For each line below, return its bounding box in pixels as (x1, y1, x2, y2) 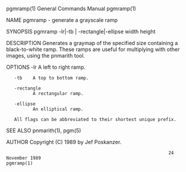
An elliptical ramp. (32, 106, 84, 112)
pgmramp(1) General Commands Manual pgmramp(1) (6, 5, 137, 12)
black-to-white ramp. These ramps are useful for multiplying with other (6, 46, 180, 53)
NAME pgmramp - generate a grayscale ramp (6, 17, 118, 23)
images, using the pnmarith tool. (6, 52, 85, 59)
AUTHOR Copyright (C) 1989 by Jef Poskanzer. (6, 139, 122, 145)
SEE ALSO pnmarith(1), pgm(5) (6, 127, 81, 134)
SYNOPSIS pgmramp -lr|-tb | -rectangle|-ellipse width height (6, 28, 156, 35)
